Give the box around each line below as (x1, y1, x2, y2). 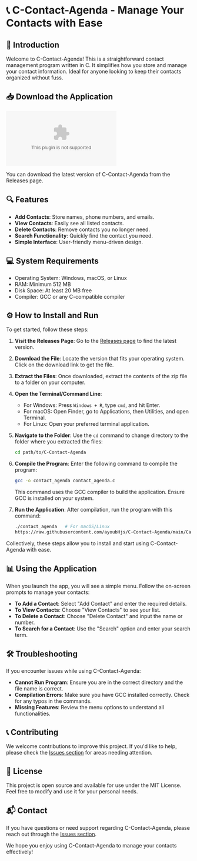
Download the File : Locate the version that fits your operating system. (14, 355, 185, 362)
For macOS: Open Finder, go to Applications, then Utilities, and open (23, 408, 189, 415)
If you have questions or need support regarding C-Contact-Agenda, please (6, 824, 190, 831)
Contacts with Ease (6, 16, 103, 30)
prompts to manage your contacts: (6, 589, 90, 596)
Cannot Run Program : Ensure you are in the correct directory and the (14, 679, 183, 686)
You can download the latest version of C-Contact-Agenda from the (6, 171, 171, 178)
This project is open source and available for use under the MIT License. (6, 782, 182, 789)
